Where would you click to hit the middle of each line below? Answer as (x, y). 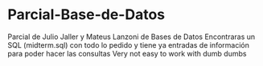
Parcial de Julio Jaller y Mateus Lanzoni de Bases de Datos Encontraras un (131, 37)
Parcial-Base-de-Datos (86, 15)
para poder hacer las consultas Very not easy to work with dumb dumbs (127, 53)
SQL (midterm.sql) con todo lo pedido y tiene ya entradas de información (129, 45)
